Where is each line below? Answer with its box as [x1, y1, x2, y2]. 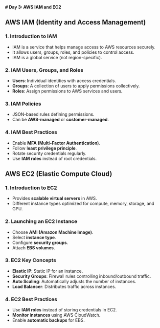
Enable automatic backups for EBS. [12, 317, 85, 323]
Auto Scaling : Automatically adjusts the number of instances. [12, 278, 137, 284]
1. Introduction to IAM [5, 33, 57, 40]
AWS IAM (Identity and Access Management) [5, 18, 146, 26]
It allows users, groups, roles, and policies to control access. [12, 49, 135, 55]
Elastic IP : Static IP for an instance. [12, 268, 83, 274]
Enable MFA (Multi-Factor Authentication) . [12, 140, 100, 146]
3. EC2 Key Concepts [5, 257, 56, 263]
